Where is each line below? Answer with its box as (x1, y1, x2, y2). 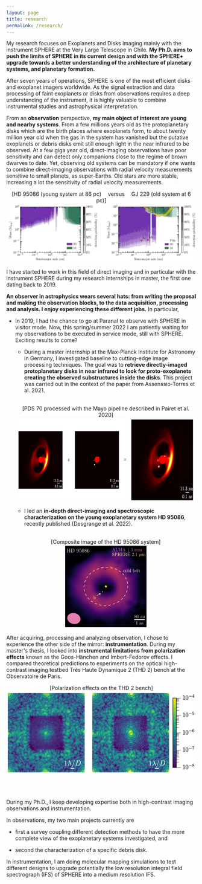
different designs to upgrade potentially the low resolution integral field (6, 865, 183, 872)
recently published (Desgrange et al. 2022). (24, 520, 133, 527)
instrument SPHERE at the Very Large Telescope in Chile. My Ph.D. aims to (6, 46, 192, 54)
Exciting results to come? (14, 337, 78, 344)
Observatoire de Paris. (6, 673, 62, 680)
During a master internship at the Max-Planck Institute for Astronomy (24, 348, 195, 356)
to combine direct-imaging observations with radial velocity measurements (6, 166, 192, 173)
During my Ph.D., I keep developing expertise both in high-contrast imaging (6, 798, 194, 806)
